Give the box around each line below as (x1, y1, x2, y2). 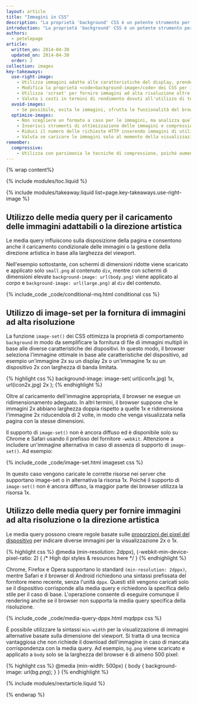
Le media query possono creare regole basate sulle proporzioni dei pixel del (6, 530, 190, 538)
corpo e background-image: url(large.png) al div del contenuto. (6, 280, 162, 287)
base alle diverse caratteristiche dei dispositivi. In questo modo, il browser (6, 345, 185, 352)
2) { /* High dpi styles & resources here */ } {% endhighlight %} (33, 555, 186, 562)
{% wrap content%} (6, 166, 55, 174)
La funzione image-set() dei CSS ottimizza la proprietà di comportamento (6, 332, 184, 339)
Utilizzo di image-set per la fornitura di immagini (6, 308, 186, 318)
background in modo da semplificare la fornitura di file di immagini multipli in (6, 339, 188, 346)
